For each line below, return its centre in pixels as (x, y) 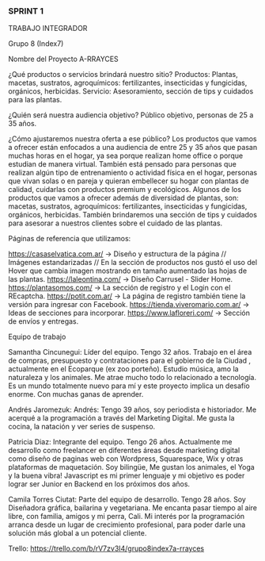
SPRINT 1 (26, 11)
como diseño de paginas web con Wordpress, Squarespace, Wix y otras (126, 459)
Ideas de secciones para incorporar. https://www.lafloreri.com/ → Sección (129, 313)
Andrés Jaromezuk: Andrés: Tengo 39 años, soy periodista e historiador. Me (132, 409)
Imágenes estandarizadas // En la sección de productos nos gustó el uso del (133, 263)
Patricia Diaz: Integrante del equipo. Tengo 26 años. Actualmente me (120, 442)
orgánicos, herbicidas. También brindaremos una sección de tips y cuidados (132, 215)
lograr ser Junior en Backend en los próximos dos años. (99, 484)
